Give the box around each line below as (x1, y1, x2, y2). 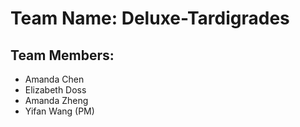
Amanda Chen (24, 73, 85, 85)
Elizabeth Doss (24, 84, 87, 96)
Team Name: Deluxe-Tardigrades (10, 7, 290, 30)
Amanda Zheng (24, 95, 89, 106)
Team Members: (10, 47, 115, 64)
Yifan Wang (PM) (24, 105, 95, 117)
